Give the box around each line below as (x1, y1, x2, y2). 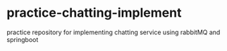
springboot (6, 35, 39, 43)
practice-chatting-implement (6, 5, 182, 21)
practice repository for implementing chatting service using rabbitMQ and (6, 28, 221, 36)
